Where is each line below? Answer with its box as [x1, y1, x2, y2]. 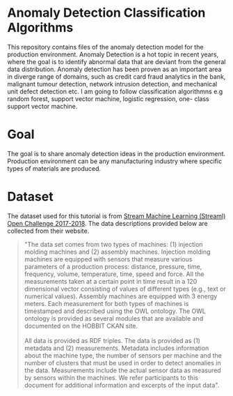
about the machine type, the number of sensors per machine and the [24, 351, 223, 360]
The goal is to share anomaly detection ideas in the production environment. [7, 149, 226, 158]
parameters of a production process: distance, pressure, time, [24, 262, 202, 271]
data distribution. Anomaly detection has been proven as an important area [7, 65, 222, 73]
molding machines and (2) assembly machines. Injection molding [24, 247, 211, 256]
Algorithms [7, 20, 74, 36]
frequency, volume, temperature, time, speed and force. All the [24, 270, 204, 278]
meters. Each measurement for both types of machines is [24, 299, 189, 307]
